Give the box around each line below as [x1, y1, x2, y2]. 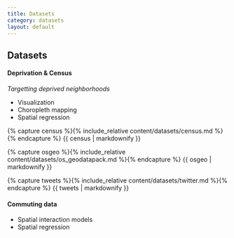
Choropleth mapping [17, 105, 77, 114]
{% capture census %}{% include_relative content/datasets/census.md [7, 126, 213, 135]
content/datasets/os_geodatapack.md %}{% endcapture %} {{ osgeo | [7, 155, 212, 164]
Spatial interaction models [17, 216, 93, 224]
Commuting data [7, 199, 57, 208]
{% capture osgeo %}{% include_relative [7, 147, 126, 156]
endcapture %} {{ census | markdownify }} [17, 134, 142, 143]
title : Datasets [7, 10, 55, 18]
